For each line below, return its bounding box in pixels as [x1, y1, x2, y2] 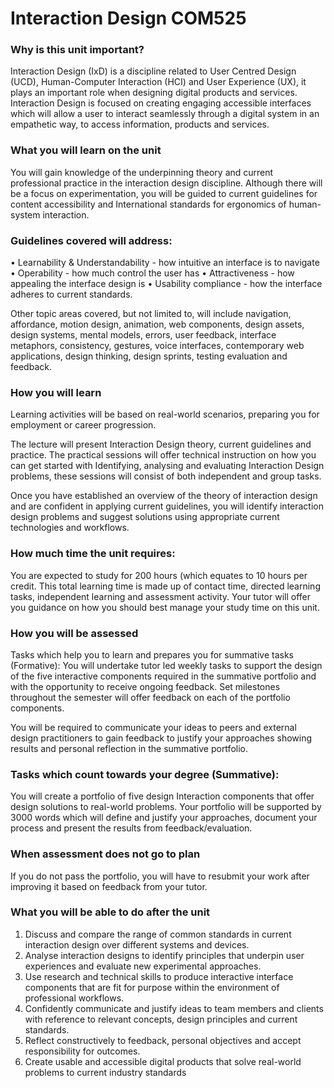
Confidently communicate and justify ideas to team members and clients [24, 1002, 324, 1014]
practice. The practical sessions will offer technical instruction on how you [10, 449, 317, 461]
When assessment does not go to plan [10, 847, 201, 861]
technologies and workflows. [10, 522, 130, 534]
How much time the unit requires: [10, 547, 176, 561]
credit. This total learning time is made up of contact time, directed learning [10, 580, 321, 592]
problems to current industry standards [24, 1066, 187, 1078]
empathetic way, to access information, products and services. [10, 118, 270, 131]
